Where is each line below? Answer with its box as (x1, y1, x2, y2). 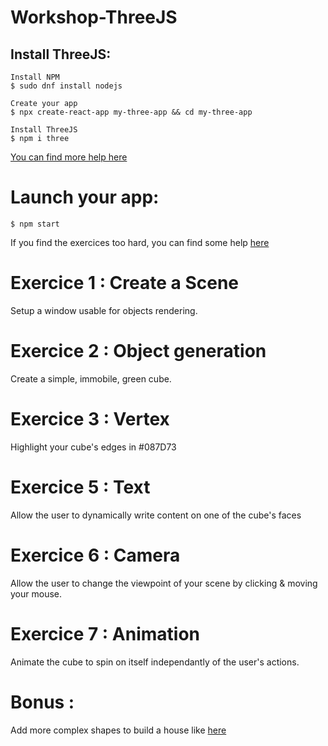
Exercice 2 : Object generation (10, 340, 267, 363)
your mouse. (10, 587, 62, 600)
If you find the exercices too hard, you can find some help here (10, 236, 270, 248)
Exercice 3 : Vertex (10, 408, 170, 430)
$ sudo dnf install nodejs (10, 81, 123, 91)
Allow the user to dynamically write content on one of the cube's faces (10, 509, 302, 521)
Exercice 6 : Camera (10, 544, 181, 566)
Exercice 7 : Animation (10, 622, 201, 645)
